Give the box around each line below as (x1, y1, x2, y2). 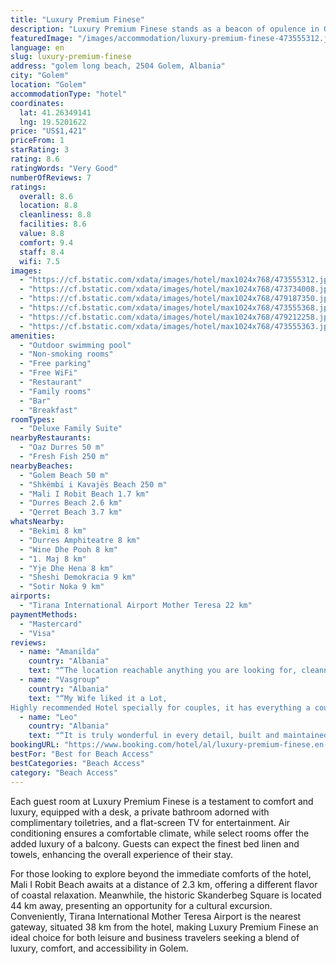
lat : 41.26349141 (19, 107, 92, 118)
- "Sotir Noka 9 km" (19, 582, 105, 592)
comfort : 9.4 (19, 237, 74, 248)
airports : (10, 591, 52, 601)
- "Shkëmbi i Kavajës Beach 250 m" (19, 479, 168, 490)
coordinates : (10, 98, 65, 108)
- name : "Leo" (19, 712, 78, 722)
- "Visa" (19, 628, 56, 638)
